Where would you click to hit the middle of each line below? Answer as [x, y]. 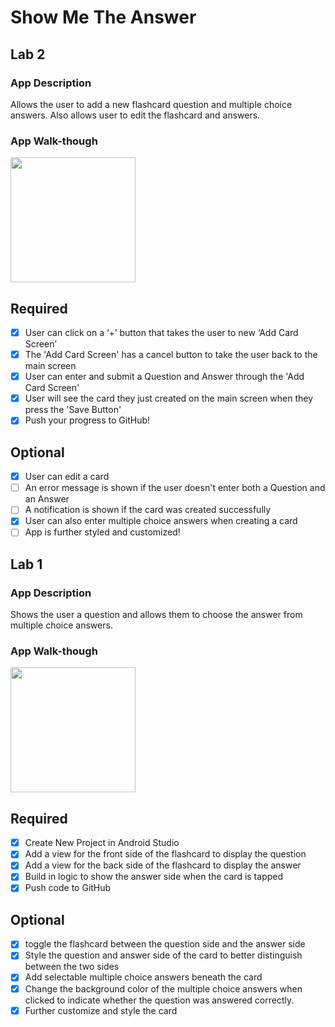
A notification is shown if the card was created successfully [148, 510]
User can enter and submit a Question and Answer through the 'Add [164, 377]
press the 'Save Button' [73, 410]
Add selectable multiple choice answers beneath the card [143, 977]
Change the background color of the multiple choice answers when [163, 988]
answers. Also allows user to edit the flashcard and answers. [135, 115]
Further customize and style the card [101, 1010]
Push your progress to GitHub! [87, 420]
